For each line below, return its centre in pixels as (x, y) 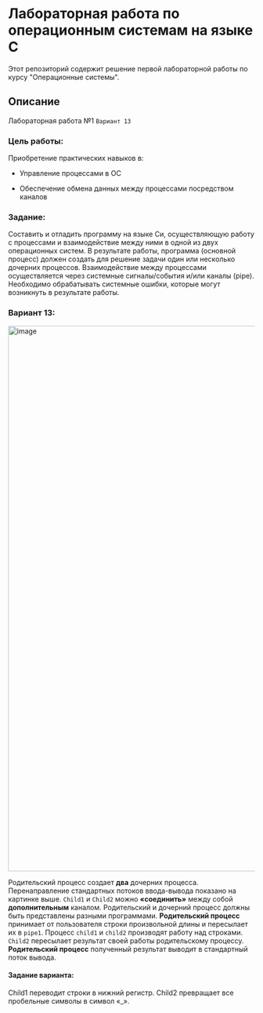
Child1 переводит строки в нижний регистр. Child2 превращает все (121, 993)
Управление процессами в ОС (70, 173)
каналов (33, 197)
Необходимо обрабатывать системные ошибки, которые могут (114, 284)
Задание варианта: (41, 975)
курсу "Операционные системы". (64, 77)
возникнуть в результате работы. (64, 293)
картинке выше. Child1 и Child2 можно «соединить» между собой (121, 898)
